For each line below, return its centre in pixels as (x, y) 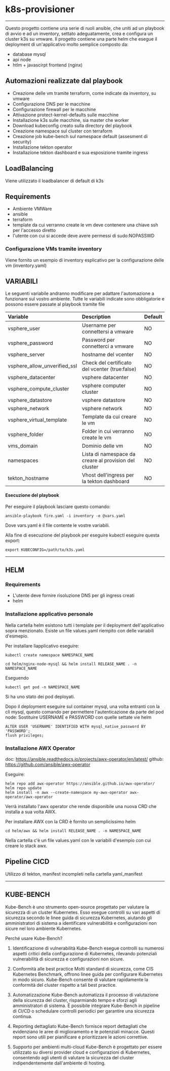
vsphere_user (24, 328)
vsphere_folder (26, 434)
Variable (18, 317)
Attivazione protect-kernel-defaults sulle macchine (66, 115)
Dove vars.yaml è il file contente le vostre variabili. (58, 525)
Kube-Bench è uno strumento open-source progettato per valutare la (77, 907)
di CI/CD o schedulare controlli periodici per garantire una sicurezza (83, 1011)
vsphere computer (104, 386)
